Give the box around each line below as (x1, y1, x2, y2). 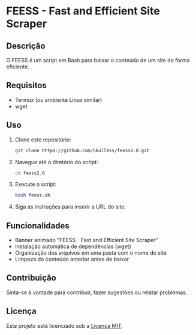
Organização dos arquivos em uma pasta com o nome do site (14, 249, 167, 256)
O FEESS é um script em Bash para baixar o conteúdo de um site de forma (6, 57, 190, 64)
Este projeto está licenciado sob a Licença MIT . (6, 322, 123, 329)
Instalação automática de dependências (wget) (14, 243, 132, 250)
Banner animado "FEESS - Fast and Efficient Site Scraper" (14, 237, 159, 244)
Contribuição (6, 273, 57, 283)
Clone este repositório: (14, 136, 72, 143)
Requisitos (6, 80, 47, 90)
